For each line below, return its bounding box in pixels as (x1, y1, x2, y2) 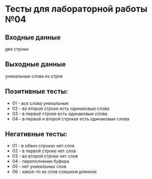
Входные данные (5, 33, 61, 41)
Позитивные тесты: (5, 87, 68, 96)
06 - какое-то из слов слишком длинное (12, 169, 97, 175)
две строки (5, 46, 29, 52)
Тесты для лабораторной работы (5, 3, 148, 15)
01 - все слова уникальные (12, 100, 69, 106)
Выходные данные (5, 60, 66, 69)
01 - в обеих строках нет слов (12, 143, 75, 149)
